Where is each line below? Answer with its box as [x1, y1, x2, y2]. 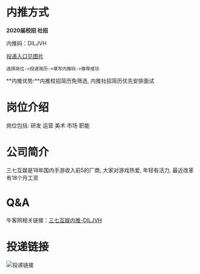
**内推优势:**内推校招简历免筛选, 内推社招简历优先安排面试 [6, 77, 155, 84]
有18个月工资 [6, 174, 39, 181]
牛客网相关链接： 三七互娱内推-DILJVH [6, 216, 102, 224]
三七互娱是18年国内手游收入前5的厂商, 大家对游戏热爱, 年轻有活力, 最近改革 [6, 166, 194, 173]
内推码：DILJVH [6, 39, 47, 47]
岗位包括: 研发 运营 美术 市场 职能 [6, 122, 90, 129]
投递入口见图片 [6, 52, 44, 59]
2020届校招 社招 [6, 27, 48, 34]
